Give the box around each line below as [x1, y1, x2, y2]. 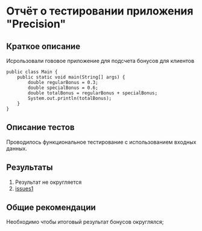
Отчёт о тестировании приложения [6, 4, 194, 18]
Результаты [6, 162, 53, 173]
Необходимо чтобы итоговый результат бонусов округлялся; [6, 218, 164, 226]
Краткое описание [6, 41, 80, 51]
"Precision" [6, 17, 66, 31]
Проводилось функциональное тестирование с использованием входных [6, 138, 197, 146]
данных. [6, 145, 27, 152]
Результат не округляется [14, 178, 82, 186]
